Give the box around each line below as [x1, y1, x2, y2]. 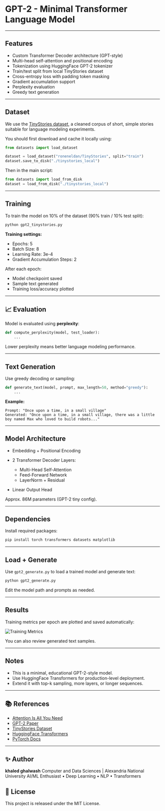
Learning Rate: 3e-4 [12, 251, 53, 257]
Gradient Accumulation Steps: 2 [12, 256, 77, 262]
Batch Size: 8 [12, 246, 39, 252]
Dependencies [5, 515, 51, 523]
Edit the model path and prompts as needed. [5, 587, 95, 593]
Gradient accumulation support [12, 79, 76, 84]
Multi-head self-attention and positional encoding [12, 57, 113, 63]
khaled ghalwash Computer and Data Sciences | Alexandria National [5, 768, 144, 774]
